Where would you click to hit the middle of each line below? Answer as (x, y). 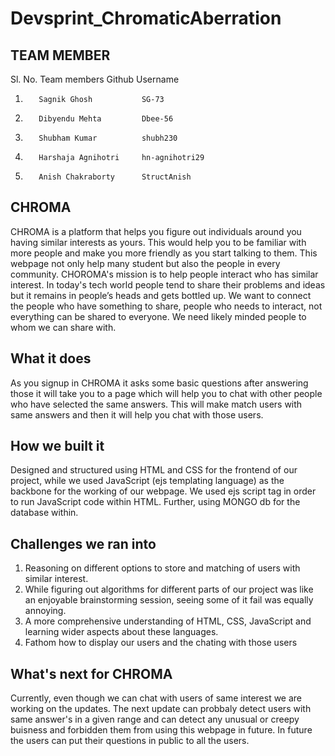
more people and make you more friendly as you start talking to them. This (164, 253)
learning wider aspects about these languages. (121, 632)
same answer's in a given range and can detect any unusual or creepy (155, 719)
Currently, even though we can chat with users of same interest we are (156, 698)
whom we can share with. (63, 327)
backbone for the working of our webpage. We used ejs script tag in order (163, 491)
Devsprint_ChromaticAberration (146, 18)
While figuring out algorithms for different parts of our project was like (169, 589)
